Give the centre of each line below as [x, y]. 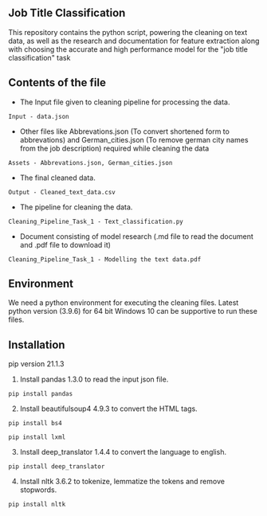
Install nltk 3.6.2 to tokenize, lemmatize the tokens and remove [122, 482]
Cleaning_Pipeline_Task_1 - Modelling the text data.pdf [105, 259]
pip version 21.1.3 [36, 364]
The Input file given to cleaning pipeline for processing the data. [125, 102]
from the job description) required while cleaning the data [114, 148]
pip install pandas [41, 394]
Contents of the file [57, 83]
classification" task [39, 57]
